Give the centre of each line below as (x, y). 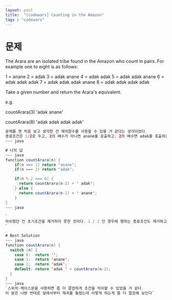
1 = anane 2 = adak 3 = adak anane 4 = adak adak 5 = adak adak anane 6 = (85, 77)
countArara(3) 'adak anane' (34, 112)
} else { (24, 188)
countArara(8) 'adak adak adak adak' (45, 122)
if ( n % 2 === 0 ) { (34, 179)
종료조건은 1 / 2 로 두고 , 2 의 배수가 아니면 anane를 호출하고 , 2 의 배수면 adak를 (79, 136)
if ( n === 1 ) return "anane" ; (46, 165)
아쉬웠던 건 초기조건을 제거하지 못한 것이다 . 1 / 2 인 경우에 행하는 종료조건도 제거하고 (86, 222)
